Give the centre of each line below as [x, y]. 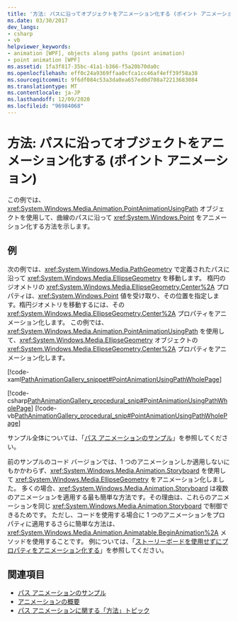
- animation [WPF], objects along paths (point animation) [96, 54]
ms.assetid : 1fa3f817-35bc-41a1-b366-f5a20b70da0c [84, 67]
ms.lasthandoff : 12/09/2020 [49, 100]
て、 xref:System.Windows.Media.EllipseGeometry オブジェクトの [103, 340]
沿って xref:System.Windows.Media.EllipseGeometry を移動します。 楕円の [117, 278]
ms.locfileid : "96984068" [45, 106]
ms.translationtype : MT [42, 86]
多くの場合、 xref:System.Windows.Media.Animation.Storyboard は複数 [125, 488]
